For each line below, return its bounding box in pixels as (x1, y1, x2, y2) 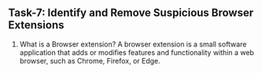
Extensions (8, 19, 65, 32)
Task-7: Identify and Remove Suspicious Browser (8, 6, 254, 20)
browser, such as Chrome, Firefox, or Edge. (19, 56, 161, 65)
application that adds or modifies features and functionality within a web (19, 47, 254, 57)
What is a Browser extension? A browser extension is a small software (19, 39, 247, 49)
